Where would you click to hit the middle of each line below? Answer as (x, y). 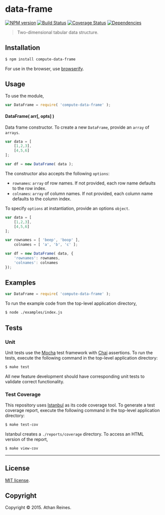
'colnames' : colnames (36, 262)
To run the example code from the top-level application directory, (71, 303)
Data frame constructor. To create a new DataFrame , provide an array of (77, 127)
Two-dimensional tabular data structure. (58, 32)
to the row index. (29, 188)
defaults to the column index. (42, 199)
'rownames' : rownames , (37, 258)
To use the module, (25, 96)
